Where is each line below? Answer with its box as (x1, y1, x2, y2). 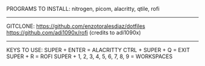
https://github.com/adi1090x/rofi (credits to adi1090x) (6, 29, 142, 36)
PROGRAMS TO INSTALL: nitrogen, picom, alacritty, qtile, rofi (6, 5, 160, 12)
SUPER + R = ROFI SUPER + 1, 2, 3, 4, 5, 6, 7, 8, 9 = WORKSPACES (6, 53, 173, 60)
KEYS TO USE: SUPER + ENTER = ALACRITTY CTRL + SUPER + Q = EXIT (6, 47, 190, 53)
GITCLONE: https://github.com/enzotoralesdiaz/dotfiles (6, 22, 145, 30)
